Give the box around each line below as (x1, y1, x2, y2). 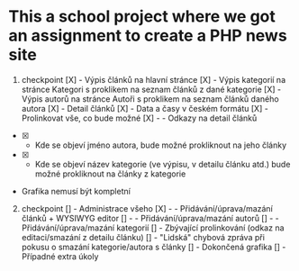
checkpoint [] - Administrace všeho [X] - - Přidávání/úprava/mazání (21, 203, 274, 213)
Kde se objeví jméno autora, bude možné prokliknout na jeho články (34, 140, 287, 150)
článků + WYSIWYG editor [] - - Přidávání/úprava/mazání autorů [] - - (21, 212, 280, 223)
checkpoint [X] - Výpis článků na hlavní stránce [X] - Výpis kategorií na (21, 74, 285, 85)
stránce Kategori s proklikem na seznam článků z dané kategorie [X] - (21, 84, 281, 95)
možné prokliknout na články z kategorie (34, 168, 186, 179)
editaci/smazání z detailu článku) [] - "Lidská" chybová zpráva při (21, 231, 265, 242)
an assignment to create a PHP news (8, 25, 287, 46)
